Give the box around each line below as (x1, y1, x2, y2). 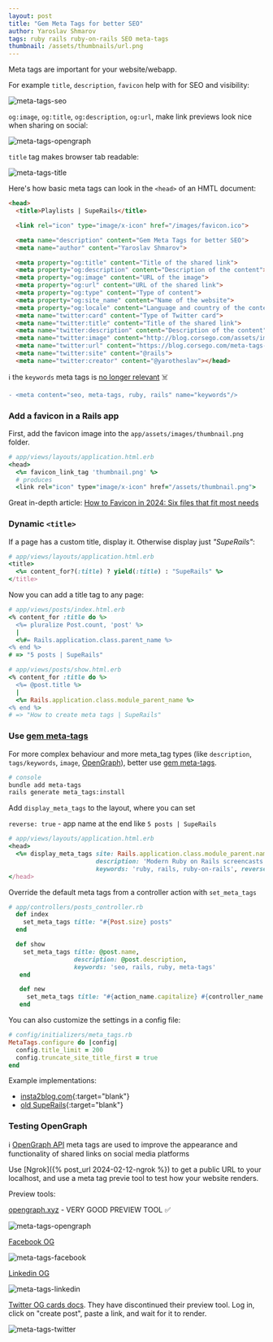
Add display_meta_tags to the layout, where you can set (8, 803, 196, 813)
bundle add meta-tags (8, 780, 82, 789)
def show (15, 941, 45, 949)
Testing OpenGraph (8, 1121, 88, 1132)
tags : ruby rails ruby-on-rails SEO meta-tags (8, 34, 169, 43)
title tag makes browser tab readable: (8, 152, 140, 162)
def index (15, 911, 49, 919)
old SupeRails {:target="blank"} (19, 1100, 123, 1110)
